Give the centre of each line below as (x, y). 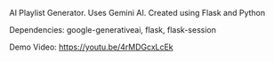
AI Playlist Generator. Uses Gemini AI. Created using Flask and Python (137, 13)
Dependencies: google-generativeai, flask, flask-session (113, 30)
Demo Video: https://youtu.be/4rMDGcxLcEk (91, 47)
